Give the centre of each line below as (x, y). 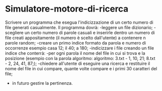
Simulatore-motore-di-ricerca (67, 9)
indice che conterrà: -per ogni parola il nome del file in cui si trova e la (75, 53)
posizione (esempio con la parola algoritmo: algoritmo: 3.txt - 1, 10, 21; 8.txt (80, 58)
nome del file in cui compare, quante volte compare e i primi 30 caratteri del (81, 68)
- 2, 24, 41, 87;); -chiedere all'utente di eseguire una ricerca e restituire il (78, 63)
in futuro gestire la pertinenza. (42, 83)
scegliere (14, 32)
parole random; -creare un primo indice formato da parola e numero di (75, 43)
